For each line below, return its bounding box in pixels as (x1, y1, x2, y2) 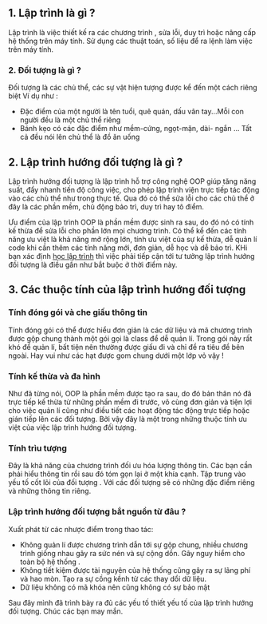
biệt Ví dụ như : (8, 91, 58, 101)
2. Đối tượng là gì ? (8, 64, 81, 75)
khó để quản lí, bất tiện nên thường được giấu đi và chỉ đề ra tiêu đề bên (8, 342, 245, 352)
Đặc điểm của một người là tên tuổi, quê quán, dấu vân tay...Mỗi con (19, 107, 245, 117)
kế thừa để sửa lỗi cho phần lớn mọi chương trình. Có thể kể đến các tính (8, 225, 247, 235)
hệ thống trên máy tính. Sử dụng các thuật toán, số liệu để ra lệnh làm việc (8, 36, 253, 46)
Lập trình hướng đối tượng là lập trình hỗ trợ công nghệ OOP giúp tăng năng (8, 176, 257, 186)
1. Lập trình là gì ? (8, 6, 96, 20)
